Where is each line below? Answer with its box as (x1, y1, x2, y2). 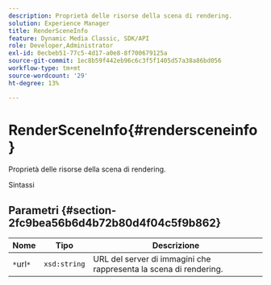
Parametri (8, 203, 59, 217)
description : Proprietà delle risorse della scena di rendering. (8, 11, 232, 20)
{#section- (60, 203, 117, 217)
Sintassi (8, 180, 35, 190)
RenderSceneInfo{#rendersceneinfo (8, 121, 258, 139)
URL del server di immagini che (92, 254, 211, 265)
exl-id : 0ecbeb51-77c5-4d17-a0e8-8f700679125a (8, 49, 168, 57)
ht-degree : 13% (8, 79, 60, 87)
